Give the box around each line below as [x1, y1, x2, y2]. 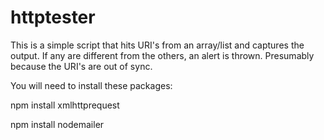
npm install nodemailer [10, 118, 105, 130]
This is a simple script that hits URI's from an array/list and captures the [10, 39, 305, 51]
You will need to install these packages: [10, 79, 173, 91]
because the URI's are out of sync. [10, 60, 153, 72]
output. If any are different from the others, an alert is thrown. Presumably [10, 49, 315, 61]
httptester [10, 6, 96, 29]
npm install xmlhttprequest [10, 99, 120, 111]
